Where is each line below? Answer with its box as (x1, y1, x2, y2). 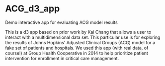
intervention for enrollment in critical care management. (5, 55, 119, 61)
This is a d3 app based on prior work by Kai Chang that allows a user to (5, 29, 152, 35)
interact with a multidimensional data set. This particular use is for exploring (5, 34, 161, 40)
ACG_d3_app (5, 3, 60, 14)
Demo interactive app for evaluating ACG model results (5, 19, 118, 25)
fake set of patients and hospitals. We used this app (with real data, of (5, 45, 149, 51)
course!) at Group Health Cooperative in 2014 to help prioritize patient (5, 50, 148, 56)
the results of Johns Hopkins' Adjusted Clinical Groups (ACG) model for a (5, 39, 156, 45)
